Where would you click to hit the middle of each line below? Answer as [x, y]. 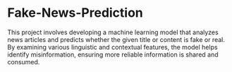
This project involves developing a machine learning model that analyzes [113, 32]
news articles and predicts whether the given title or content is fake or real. [116, 39]
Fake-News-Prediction [75, 13]
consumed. [24, 62]
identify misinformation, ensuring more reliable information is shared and [113, 55]
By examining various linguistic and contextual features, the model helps [112, 47]
